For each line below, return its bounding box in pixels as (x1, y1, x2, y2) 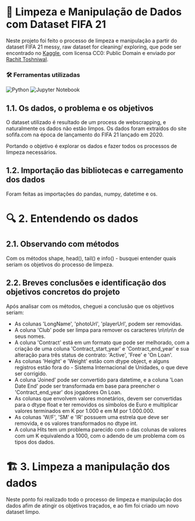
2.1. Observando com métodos (6, 239, 120, 249)
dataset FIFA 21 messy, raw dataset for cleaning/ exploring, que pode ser (6, 43, 182, 50)
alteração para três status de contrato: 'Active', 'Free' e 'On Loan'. (14, 351, 173, 358)
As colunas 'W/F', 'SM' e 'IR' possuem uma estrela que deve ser (14, 413, 169, 420)
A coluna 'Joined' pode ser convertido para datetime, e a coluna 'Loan (14, 376, 184, 383)
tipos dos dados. (14, 438, 55, 445)
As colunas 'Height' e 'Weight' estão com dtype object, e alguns (14, 357, 169, 365)
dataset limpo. (6, 508, 41, 515)
